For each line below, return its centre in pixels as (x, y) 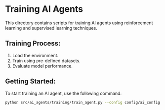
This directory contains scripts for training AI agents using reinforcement (79, 23)
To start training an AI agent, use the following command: (63, 93)
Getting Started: (30, 82)
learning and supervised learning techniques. (51, 28)
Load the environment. (35, 55)
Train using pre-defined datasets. (46, 61)
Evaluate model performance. (42, 66)
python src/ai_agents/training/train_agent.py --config (64, 102)
